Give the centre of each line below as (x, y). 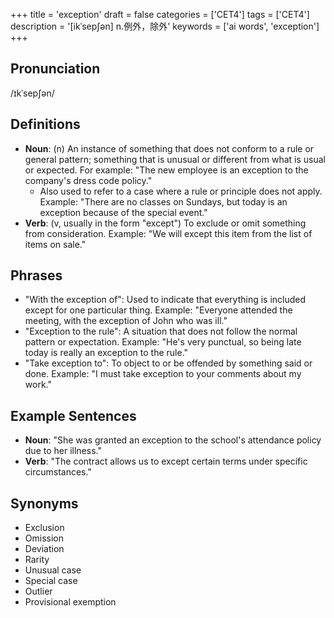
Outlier (38, 591)
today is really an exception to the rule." (106, 353)
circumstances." (58, 472)
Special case (51, 581)
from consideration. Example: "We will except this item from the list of (168, 233)
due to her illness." (63, 451)
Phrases (36, 275)
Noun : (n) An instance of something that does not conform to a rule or (169, 148)
